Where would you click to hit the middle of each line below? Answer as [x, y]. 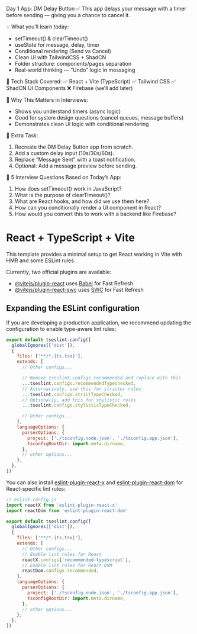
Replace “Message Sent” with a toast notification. [75, 160]
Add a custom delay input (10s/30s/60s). [64, 153]
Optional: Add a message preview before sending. [76, 166]
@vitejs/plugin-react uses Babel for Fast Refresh [74, 283]
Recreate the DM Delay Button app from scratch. [74, 147]
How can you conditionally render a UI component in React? [88, 207]
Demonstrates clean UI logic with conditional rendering [82, 124]
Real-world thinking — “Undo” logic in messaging [75, 70]
